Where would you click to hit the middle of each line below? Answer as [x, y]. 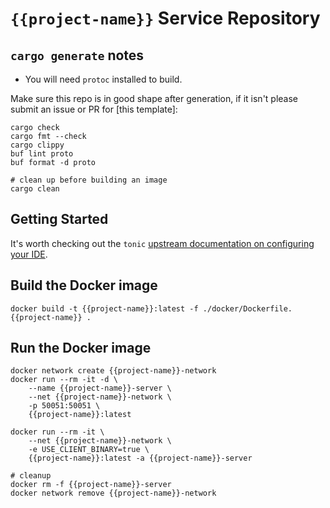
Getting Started [59, 219]
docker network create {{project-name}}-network [113, 371]
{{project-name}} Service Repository [165, 18]
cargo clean [35, 189]
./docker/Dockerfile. [247, 308]
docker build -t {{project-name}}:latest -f [104, 308]
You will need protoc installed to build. [103, 79]
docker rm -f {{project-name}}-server [91, 485]
